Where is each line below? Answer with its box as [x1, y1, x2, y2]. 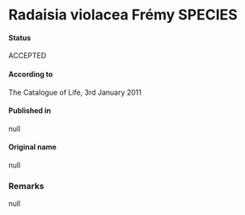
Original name [8, 142, 57, 152]
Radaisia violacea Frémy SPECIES [8, 6, 239, 24]
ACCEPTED [8, 51, 47, 61]
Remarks [8, 180, 44, 192]
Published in [8, 106, 51, 116]
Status [8, 32, 32, 42]
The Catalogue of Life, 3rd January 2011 [8, 87, 142, 97]
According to [8, 69, 53, 78]
